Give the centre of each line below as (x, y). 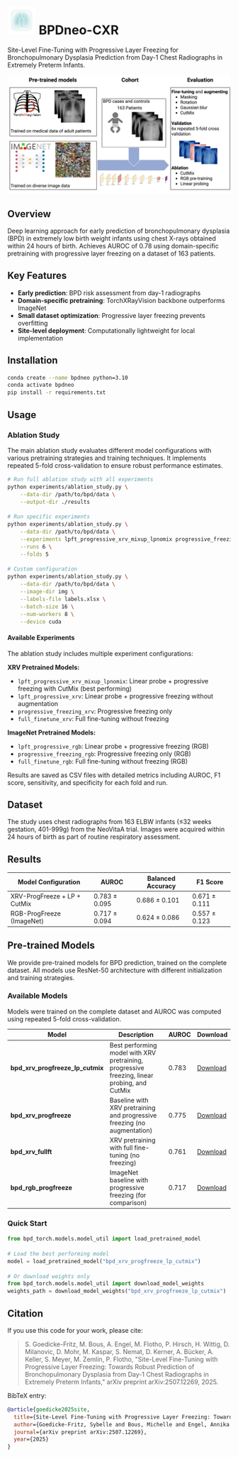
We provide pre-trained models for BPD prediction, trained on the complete (117, 962)
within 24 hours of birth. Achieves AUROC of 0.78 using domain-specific (113, 246)
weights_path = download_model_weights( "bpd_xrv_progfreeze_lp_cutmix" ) (117, 1291)
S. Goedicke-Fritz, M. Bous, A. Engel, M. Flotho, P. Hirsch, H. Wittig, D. (127, 1344)
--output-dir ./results (55, 502)
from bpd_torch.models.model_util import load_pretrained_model (104, 1239)
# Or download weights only (49, 1276)
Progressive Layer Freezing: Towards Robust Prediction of (109, 1367)
